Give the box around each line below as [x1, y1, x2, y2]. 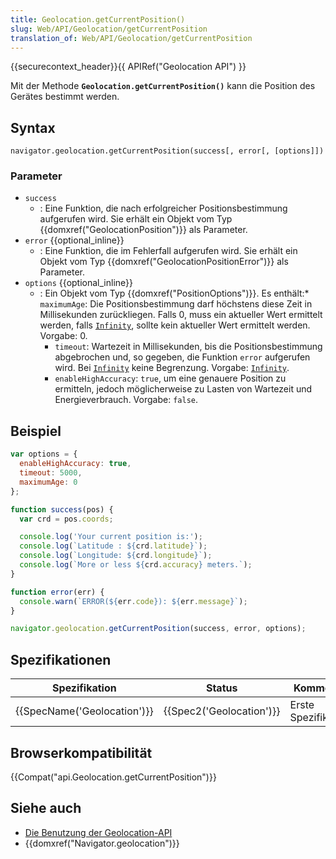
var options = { [10, 449, 78, 460]
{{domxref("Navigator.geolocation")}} [24, 837, 180, 849]
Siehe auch [10, 800, 82, 817]
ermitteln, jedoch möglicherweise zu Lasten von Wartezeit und [54, 383, 313, 395]
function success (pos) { [10, 504, 114, 515]
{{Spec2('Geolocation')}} [163, 704, 281, 718]
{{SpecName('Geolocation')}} [15, 704, 154, 718]
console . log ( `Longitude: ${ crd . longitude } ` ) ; [19, 551, 213, 561]
